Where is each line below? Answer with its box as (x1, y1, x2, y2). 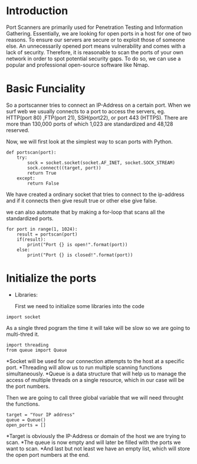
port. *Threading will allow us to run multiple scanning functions (6, 364, 162, 371)
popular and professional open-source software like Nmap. (6, 61, 150, 68)
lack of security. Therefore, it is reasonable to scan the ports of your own (6, 48, 184, 55)
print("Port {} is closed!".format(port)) (27, 252, 133, 258)
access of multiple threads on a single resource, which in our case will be (6, 376, 185, 383)
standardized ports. (6, 214, 54, 222)
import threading (6, 342, 49, 348)
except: (17, 175, 35, 181)
